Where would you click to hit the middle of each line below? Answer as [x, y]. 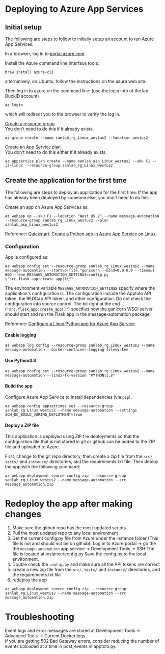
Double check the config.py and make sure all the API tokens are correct [86, 564]
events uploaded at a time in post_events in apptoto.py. [61, 646]
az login [14, 105]
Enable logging [21, 335]
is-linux [14, 165]
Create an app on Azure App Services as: [47, 207]
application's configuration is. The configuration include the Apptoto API [78, 294]
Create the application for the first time [66, 180]
